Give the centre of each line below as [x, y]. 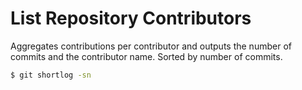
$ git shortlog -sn [51, 75]
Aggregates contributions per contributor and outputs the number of [151, 46]
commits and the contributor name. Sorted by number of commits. [146, 56]
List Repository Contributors [131, 18]
